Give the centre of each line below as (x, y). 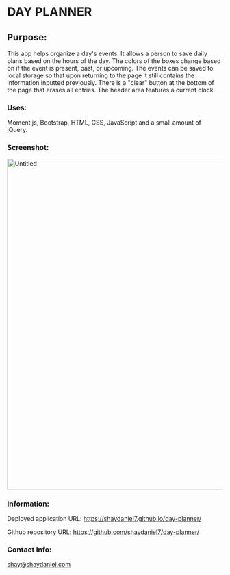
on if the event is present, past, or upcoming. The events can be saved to (110, 68)
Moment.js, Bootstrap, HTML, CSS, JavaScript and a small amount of (104, 123)
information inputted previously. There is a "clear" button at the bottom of (111, 82)
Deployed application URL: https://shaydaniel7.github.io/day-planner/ (104, 518)
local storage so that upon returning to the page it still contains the (101, 75)
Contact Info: (29, 550)
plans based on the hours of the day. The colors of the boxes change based (114, 61)
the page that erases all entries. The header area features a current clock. (111, 90)
